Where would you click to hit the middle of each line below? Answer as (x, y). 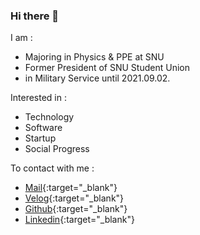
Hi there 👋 (35, 16)
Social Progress (57, 149)
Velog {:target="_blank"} (74, 198)
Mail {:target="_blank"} (71, 188)
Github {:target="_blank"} (76, 209)
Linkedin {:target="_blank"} (79, 220)
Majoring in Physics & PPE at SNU (94, 57)
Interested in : (38, 98)
